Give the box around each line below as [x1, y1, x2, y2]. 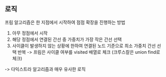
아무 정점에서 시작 [12, 30, 48, 36]
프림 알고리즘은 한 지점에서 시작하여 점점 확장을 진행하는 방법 [5, 19, 125, 25]
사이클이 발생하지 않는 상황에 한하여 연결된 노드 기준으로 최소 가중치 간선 [12, 43, 156, 49]
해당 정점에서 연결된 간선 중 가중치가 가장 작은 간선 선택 [12, 36, 122, 42]
